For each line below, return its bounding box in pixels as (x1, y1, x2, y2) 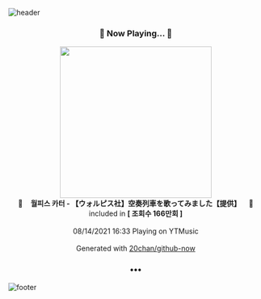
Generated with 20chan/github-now (76, 243, 196, 254)
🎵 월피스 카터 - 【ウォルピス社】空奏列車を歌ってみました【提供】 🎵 (17, 199, 255, 208)
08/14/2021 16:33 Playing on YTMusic (72, 226, 200, 236)
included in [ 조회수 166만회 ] (88, 208, 183, 218)
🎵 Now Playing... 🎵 (99, 27, 173, 39)
